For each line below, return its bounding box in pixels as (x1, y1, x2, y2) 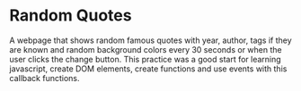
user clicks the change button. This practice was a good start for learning (9, 54, 281, 64)
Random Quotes (9, 5, 132, 26)
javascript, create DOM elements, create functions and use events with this (9, 63, 288, 74)
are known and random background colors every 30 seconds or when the (9, 44, 282, 54)
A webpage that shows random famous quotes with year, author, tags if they (9, 35, 292, 45)
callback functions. (9, 72, 80, 83)
